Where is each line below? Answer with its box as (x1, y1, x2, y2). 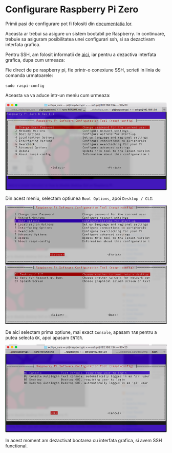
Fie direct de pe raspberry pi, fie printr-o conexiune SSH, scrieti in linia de (5, 67, 161, 73)
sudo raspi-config (5, 83, 45, 88)
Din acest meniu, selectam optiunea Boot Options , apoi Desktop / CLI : (5, 195, 154, 201)
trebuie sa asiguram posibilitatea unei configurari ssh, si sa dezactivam (5, 36, 155, 42)
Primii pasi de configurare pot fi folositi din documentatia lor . (5, 21, 133, 27)
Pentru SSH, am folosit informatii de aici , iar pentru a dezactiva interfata (5, 51, 157, 58)
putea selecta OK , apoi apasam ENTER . (5, 334, 83, 341)
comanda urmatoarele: (5, 72, 53, 78)
